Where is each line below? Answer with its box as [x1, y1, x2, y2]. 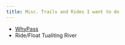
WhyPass [14, 25, 39, 32]
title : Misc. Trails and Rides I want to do [6, 8, 120, 15]
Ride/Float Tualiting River [14, 31, 77, 39]
